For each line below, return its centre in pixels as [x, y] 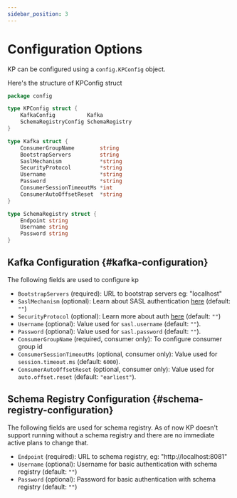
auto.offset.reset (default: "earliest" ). [77, 377]
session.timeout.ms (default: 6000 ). [69, 361]
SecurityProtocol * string [71, 168]
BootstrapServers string [70, 155]
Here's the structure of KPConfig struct [65, 83]
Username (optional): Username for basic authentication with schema [117, 464]
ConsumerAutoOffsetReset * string [71, 194]
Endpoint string [44, 221]
